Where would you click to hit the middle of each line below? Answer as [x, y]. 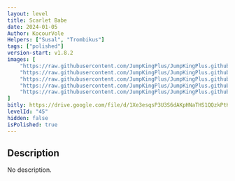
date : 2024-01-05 [33, 27]
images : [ [22, 60]
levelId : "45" [28, 112]
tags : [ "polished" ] [36, 46]
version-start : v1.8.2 [40, 53]
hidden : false [28, 118]
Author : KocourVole [36, 33]
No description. [30, 170]
